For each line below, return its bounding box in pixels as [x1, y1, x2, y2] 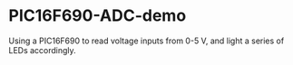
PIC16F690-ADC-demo [8, 5, 187, 26]
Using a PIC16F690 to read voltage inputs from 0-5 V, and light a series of [8, 35, 285, 46]
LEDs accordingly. [8, 44, 76, 55]
